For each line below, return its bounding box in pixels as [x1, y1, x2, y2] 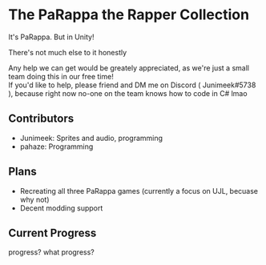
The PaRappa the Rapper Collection [8, 6, 250, 24]
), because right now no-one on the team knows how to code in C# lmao [8, 88, 248, 98]
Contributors [8, 112, 75, 126]
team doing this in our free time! [8, 71, 114, 81]
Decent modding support [19, 203, 103, 213]
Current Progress [8, 226, 97, 239]
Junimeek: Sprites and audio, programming [19, 133, 163, 143]
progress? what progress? [8, 247, 95, 257]
